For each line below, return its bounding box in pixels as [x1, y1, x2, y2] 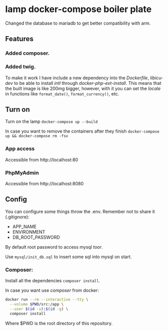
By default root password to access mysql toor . [5, 244, 103, 250]
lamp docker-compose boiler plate [5, 4, 152, 15]
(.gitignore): [5, 213, 30, 219]
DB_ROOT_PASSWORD [12, 234, 60, 240]
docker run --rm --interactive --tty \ [5, 297, 89, 302]
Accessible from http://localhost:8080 [5, 180, 84, 186]
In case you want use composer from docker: [5, 287, 99, 293]
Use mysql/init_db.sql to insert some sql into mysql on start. [5, 254, 132, 260]
